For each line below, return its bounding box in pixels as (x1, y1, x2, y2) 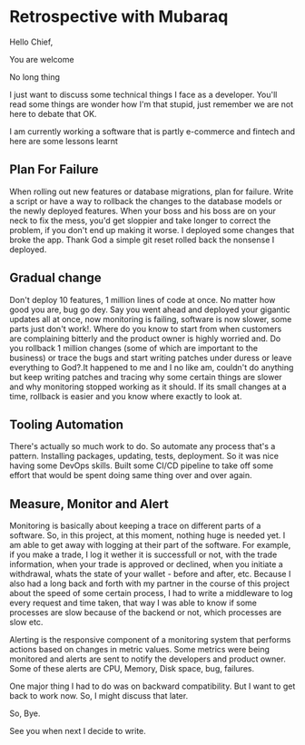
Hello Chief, (9, 36, 54, 47)
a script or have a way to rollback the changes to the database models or (9, 195, 283, 206)
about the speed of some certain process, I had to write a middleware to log (9, 588, 293, 599)
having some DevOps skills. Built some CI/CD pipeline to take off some (9, 460, 274, 471)
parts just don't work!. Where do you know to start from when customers (9, 323, 282, 334)
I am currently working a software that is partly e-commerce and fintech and (9, 125, 296, 137)
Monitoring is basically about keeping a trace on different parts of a (9, 520, 261, 532)
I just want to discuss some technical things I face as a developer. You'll (9, 89, 278, 100)
